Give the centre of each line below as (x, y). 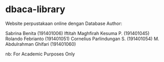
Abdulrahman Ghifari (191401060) (41, 44)
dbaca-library (35, 9)
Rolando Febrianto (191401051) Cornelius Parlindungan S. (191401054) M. (83, 39)
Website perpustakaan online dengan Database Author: (64, 23)
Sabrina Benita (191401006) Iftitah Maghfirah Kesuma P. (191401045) (77, 33)
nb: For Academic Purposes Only (40, 54)
